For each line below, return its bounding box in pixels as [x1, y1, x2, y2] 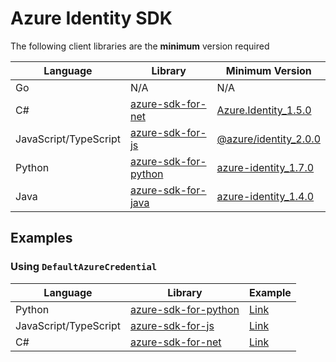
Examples [10, 230, 73, 247]
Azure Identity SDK [10, 7, 173, 30]
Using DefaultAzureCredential [10, 260, 158, 274]
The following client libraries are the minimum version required [10, 40, 270, 52]
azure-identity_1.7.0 [216, 160, 315, 174]
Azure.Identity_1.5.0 [216, 103, 312, 117]
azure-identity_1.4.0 [216, 189, 315, 203]
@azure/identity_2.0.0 [216, 132, 321, 146]
